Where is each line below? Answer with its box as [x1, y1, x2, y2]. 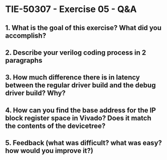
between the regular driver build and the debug [5, 81, 156, 90]
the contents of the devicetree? [5, 121, 106, 130]
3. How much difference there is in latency [5, 73, 140, 82]
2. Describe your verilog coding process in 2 [5, 48, 146, 57]
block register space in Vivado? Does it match [5, 114, 151, 122]
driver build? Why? [5, 89, 66, 97]
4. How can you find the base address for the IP [5, 106, 156, 114]
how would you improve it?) [5, 146, 94, 155]
